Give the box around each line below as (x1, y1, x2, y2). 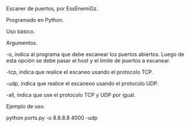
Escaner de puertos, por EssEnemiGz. (6, 5, 99, 12)
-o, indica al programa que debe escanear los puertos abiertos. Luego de (6, 51, 185, 58)
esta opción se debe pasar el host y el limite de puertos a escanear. (6, 57, 171, 64)
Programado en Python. (6, 17, 64, 23)
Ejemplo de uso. (6, 103, 45, 110)
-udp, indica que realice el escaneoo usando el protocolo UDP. (6, 80, 159, 87)
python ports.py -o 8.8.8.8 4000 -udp (6, 115, 98, 121)
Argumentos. (6, 40, 38, 46)
